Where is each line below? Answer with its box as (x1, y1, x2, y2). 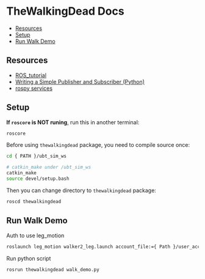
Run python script (6, 255, 51, 262)
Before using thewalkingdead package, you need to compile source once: (6, 141, 190, 149)
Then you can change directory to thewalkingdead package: (6, 187, 157, 194)
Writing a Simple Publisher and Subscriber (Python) (15, 78, 145, 85)
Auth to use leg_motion (6, 231, 65, 239)
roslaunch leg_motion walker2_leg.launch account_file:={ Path (6, 244, 171, 250)
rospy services (15, 84, 53, 92)
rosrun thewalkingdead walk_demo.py (6, 266, 99, 273)
